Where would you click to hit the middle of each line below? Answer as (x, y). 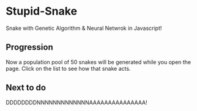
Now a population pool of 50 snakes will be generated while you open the (98, 62)
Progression (29, 47)
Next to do (26, 88)
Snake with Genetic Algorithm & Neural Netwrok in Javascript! (84, 28)
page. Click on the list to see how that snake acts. (68, 68)
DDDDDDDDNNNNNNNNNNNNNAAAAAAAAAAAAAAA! (76, 102)
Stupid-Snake (42, 11)
